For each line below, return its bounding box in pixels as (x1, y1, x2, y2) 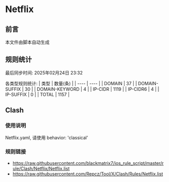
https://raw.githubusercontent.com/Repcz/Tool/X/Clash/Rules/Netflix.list (12, 170, 163, 177)
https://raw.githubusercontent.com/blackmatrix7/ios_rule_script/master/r (12, 160, 164, 166)
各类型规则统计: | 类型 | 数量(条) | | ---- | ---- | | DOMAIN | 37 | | (5, 80, 137, 86)
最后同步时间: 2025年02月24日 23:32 (5, 70, 83, 76)
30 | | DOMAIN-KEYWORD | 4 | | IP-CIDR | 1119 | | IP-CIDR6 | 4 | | (24, 86, 159, 92)
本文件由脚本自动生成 (5, 39, 49, 45)
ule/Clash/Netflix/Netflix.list (12, 165, 70, 171)
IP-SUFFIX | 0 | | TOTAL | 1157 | (5, 91, 70, 97)
